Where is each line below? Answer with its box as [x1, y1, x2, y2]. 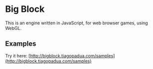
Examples [5, 40, 36, 48]
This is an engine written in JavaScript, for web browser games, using [5, 20, 148, 26]
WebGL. [5, 25, 22, 31]
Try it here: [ [5, 53, 31, 59]
